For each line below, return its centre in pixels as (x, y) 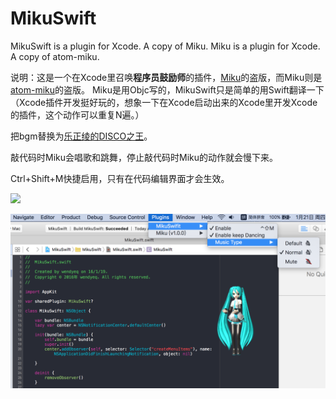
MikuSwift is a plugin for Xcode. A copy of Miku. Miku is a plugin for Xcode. (165, 46)
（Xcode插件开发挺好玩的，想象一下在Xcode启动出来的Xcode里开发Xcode (164, 102)
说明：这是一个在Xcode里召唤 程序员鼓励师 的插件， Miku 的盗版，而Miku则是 (166, 77)
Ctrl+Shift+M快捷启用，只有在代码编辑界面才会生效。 (120, 178)
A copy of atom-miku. (55, 56)
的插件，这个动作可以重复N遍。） (77, 114)
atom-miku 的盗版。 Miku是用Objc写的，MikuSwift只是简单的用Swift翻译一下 (167, 89)
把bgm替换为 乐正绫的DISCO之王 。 (81, 136)
